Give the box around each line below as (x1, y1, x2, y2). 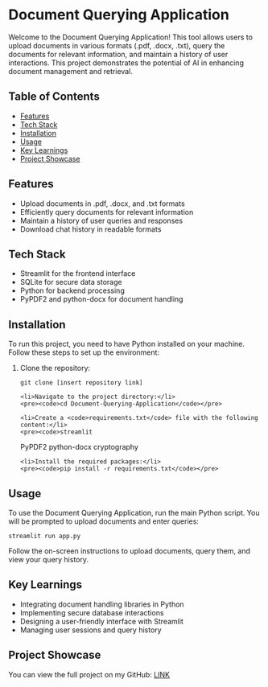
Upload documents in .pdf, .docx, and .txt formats (19, 199, 185, 208)
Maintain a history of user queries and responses (19, 216, 183, 225)
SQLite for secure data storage (19, 278, 122, 287)
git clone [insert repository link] (19, 379, 143, 387)
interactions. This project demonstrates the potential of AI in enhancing (8, 58, 244, 68)
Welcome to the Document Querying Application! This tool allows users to (8, 32, 254, 42)
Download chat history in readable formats (19, 224, 162, 234)
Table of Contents (8, 90, 101, 104)
